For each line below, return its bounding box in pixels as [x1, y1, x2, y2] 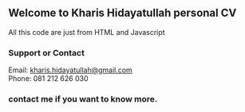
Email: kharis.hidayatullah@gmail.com [8, 65, 133, 75]
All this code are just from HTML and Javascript [8, 27, 165, 37]
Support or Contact [8, 47, 85, 58]
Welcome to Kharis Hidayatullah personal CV [8, 6, 237, 20]
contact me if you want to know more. [8, 94, 158, 105]
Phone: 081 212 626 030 [8, 74, 89, 83]
